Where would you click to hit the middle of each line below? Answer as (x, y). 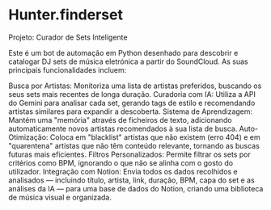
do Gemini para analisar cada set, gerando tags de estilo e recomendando (132, 103)
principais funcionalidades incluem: (68, 69)
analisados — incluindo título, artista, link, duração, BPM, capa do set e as (131, 180)
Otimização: (28, 137)
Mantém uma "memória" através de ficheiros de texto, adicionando (120, 120)
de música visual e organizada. (60, 197)
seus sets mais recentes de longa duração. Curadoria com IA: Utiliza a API (132, 94)
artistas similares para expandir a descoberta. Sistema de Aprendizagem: (131, 111)
